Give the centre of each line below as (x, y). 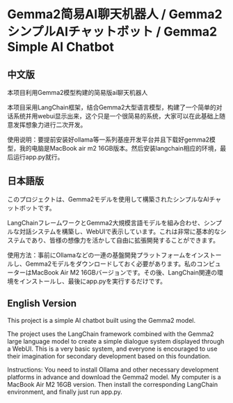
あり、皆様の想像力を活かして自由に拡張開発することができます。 (125, 240)
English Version (42, 304)
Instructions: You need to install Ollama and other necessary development (113, 370)
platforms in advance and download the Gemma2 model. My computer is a (114, 377)
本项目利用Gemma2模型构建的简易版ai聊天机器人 (78, 92)
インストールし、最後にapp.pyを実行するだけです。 (93, 281)
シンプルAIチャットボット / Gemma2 (112, 32)
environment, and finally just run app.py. (65, 392)
